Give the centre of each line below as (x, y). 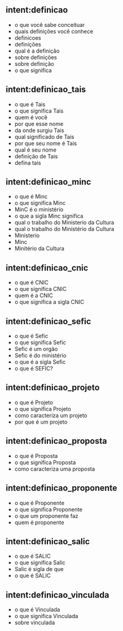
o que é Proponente (39, 503)
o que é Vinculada (37, 610)
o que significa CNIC (40, 289)
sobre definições (36, 57)
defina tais (28, 163)
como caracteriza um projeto (51, 415)
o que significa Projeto (43, 408)
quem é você (31, 117)
